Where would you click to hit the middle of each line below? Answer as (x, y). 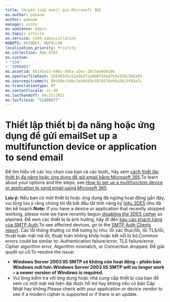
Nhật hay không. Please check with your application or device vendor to (88, 289)
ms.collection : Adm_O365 (32, 52)
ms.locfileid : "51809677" (33, 100)
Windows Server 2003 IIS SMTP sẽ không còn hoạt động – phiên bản (87, 262)
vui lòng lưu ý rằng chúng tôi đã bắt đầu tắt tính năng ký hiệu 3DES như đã (83, 203)
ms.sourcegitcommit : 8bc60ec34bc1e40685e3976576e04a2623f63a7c (74, 81)
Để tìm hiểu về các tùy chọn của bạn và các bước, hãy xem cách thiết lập (82, 172)
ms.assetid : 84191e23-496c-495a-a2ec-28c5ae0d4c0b (60, 72)
